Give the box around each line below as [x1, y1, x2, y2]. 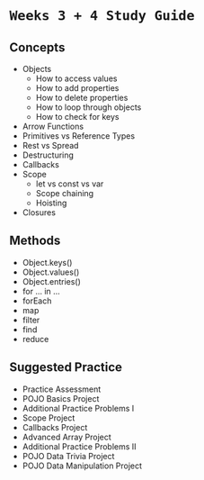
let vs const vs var [35, 178, 104, 189]
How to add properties [35, 83, 120, 93]
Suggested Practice [9, 359, 123, 376]
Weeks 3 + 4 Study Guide [9, 7, 195, 24]
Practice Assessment [22, 384, 102, 394]
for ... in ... [22, 285, 60, 296]
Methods [9, 233, 61, 249]
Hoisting [35, 197, 67, 208]
